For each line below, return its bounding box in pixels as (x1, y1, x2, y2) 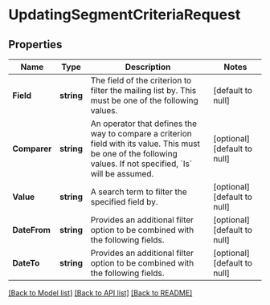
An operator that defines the (90, 118, 197, 129)
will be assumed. (90, 169, 154, 179)
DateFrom (12, 225, 51, 235)
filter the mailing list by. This (90, 85, 197, 96)
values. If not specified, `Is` (90, 158, 193, 169)
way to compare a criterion (90, 128, 192, 139)
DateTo (12, 258, 40, 268)
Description (125, 62, 171, 72)
